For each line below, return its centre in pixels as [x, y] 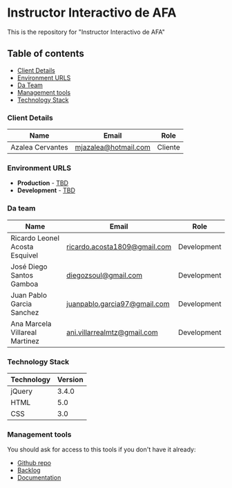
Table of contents [46, 54]
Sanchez [25, 312]
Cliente [169, 147]
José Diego [29, 266]
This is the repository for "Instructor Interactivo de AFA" [86, 32]
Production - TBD [43, 183]
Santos [22, 275]
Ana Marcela [31, 323]
